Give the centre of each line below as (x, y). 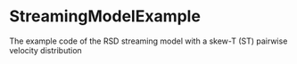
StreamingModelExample (105, 16)
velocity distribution (45, 50)
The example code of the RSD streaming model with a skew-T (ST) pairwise (148, 41)
